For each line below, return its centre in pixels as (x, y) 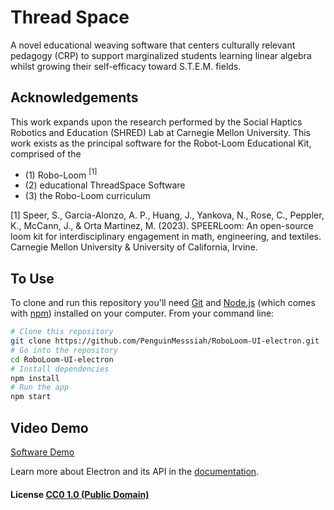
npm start (31, 397)
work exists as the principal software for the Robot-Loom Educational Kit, (161, 143)
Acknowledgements (74, 97)
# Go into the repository (64, 350)
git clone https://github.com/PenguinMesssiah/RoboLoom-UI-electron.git (165, 341)
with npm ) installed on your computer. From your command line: (142, 313)
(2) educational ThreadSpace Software (105, 185)
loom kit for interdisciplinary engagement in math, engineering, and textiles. (166, 237)
